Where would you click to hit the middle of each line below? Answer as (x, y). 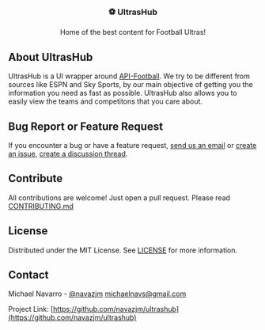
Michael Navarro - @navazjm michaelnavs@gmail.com (97, 294)
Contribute (36, 178)
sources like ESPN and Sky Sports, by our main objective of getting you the (131, 85)
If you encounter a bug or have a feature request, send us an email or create (132, 145)
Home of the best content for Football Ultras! (133, 32)
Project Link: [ (31, 309)
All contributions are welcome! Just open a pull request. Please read (119, 197)
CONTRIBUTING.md (41, 206)
